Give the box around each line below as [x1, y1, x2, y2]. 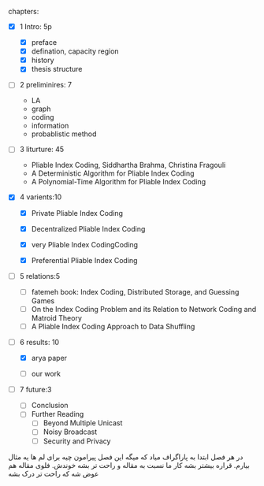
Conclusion [31, 401, 69, 410]
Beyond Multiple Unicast [43, 418, 123, 428]
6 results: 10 [19, 338, 60, 347]
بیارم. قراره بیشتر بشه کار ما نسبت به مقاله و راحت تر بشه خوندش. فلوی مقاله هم [8, 460, 250, 469]
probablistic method [31, 129, 97, 139]
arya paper [31, 354, 68, 363]
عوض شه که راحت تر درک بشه [8, 469, 99, 478]
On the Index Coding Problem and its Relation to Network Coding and [31, 304, 257, 313]
